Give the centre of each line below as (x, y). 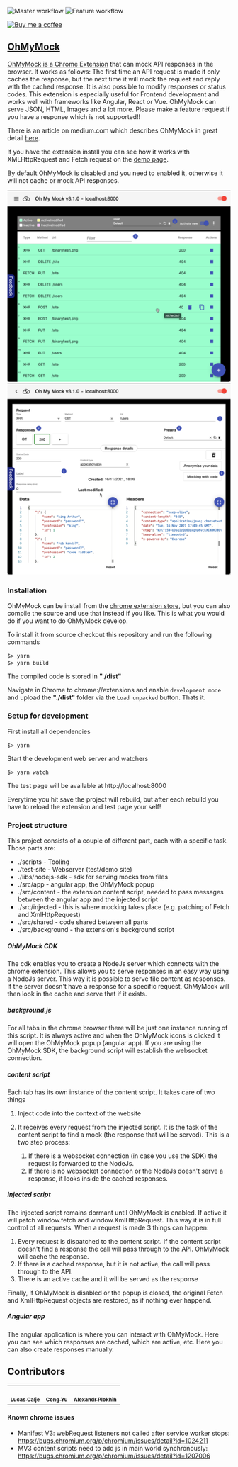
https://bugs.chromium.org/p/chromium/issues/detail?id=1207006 (114, 1456)
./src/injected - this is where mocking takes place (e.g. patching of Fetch (124, 906)
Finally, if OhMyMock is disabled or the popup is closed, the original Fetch (115, 1293)
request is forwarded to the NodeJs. (81, 1163)
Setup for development (48, 716)
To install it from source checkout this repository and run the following (110, 635)
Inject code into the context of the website (79, 1113)
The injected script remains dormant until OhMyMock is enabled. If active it (117, 1213)
